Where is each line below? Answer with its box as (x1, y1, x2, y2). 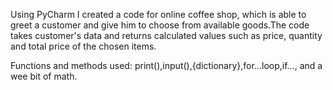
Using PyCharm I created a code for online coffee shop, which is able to (10, 9, 307, 20)
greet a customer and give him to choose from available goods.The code (10, 19, 310, 31)
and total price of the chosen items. (10, 40, 157, 52)
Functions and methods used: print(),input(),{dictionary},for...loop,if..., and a (10, 60, 323, 71)
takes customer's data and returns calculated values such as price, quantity (10, 30, 323, 41)
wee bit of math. (10, 70, 78, 82)
